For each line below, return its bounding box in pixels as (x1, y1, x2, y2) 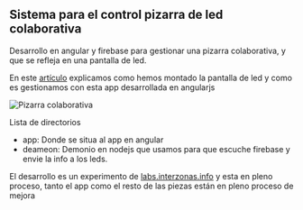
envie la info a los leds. (22, 153, 108, 164)
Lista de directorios (9, 116, 81, 127)
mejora (9, 189, 36, 201)
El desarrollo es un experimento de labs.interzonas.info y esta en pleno (9, 170, 273, 181)
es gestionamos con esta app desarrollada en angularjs (9, 81, 216, 93)
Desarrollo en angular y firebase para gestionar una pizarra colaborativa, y (9, 45, 287, 56)
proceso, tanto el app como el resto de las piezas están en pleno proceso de (9, 180, 294, 191)
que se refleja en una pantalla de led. (9, 54, 147, 66)
